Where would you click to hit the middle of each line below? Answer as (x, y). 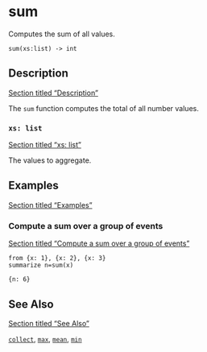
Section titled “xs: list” (45, 145)
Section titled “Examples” (50, 205)
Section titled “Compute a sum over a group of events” (99, 243)
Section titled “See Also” (49, 323)
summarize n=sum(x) (41, 265)
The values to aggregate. (50, 160)
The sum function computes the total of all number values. (103, 108)
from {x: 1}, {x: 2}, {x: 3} (57, 259)
